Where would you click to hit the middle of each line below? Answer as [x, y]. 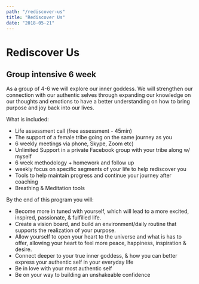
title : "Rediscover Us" [36, 17]
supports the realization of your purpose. [65, 230]
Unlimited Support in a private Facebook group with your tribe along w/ [102, 150]
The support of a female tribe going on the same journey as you [93, 138]
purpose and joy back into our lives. [50, 108]
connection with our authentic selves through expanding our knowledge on [99, 95]
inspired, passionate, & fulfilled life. [58, 218]
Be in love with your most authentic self [63, 268]
